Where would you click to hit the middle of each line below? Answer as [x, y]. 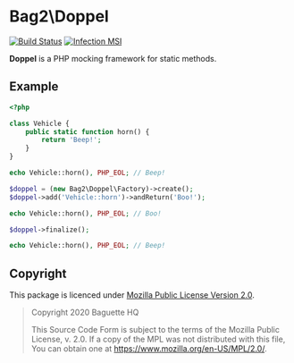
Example [34, 87]
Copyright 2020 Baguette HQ [85, 312]
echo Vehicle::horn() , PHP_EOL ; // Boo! [86, 213]
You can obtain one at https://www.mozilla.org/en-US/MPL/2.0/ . [149, 349]
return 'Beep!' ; [71, 140]
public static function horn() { [88, 131]
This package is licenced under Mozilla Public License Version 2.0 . [132, 295]
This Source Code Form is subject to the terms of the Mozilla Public [155, 330]
